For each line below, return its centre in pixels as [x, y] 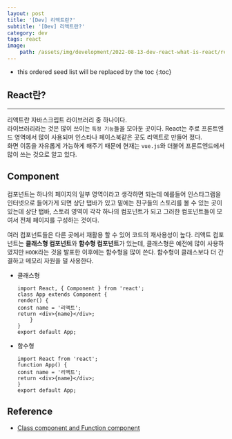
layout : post [26, 13]
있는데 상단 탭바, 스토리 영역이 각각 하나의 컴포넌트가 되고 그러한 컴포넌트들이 [111, 211]
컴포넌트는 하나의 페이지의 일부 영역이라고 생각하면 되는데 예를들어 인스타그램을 [114, 194]
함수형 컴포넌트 [99, 243]
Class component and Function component [78, 428]
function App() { [42, 365]
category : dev [28, 33]
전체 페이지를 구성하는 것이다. [59, 220]
